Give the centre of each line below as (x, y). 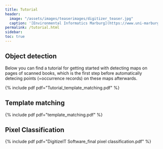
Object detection (31, 56)
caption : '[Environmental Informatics (49, 23)
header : (13, 14)
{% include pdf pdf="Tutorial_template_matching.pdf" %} (62, 87)
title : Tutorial (21, 9)
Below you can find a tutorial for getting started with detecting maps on (76, 68)
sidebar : (14, 32)
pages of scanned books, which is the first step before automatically (73, 73)
